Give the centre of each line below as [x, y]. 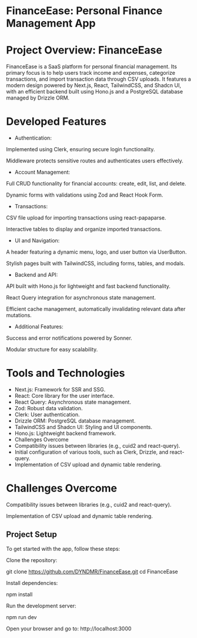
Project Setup [32, 535]
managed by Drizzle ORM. [38, 98]
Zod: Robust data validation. [49, 408]
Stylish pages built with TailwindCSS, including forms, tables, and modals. [96, 264]
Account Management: [42, 172]
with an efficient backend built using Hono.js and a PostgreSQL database [95, 92]
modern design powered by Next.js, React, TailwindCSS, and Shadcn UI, [94, 85]
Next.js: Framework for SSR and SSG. [60, 389]
